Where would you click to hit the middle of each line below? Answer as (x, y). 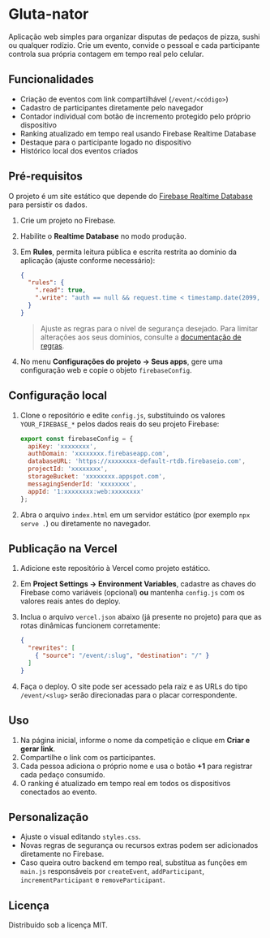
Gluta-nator (49, 14)
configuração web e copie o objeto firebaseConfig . (106, 370)
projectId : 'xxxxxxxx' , (68, 469)
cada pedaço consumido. (62, 774)
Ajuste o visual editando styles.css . (80, 836)
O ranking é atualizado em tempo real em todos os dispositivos (125, 783)
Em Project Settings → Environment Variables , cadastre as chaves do (138, 584)
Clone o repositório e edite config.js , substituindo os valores (122, 415)
